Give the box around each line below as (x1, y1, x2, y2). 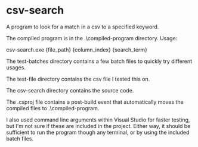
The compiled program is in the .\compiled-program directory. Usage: (6, 34, 178, 41)
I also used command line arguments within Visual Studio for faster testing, (6, 116, 190, 123)
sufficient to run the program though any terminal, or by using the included (6, 129, 190, 136)
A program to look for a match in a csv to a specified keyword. (6, 23, 159, 30)
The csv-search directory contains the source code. (6, 87, 134, 94)
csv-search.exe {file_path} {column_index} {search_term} (6, 46, 148, 53)
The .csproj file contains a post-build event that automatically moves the (6, 98, 184, 106)
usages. (6, 63, 26, 71)
